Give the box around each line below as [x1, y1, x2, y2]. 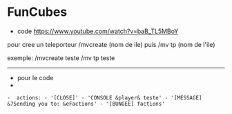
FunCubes [7, 4, 68, 20]
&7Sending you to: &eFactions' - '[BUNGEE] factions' [7, 100, 166, 107]
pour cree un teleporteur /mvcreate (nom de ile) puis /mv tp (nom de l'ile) [7, 40, 215, 48]
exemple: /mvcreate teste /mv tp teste [7, 53, 115, 62]
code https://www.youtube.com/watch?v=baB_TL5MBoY [17, 27, 179, 35]
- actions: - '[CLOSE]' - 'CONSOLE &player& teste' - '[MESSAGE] [7, 94, 202, 101]
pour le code [17, 73, 54, 82]
